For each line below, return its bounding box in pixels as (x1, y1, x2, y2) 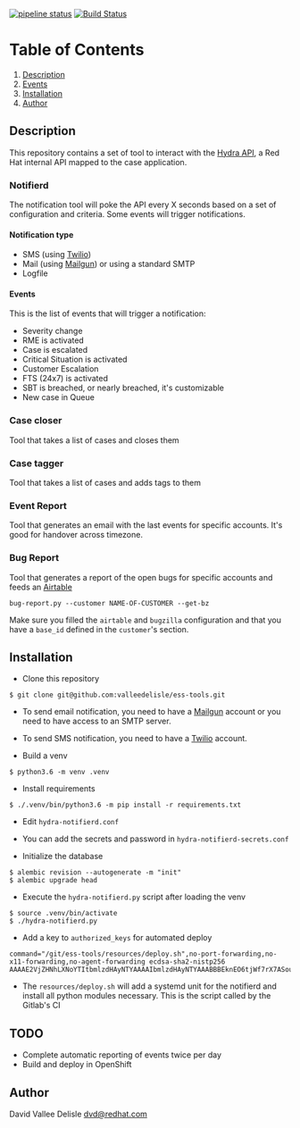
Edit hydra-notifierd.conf (21, 816, 119, 827)
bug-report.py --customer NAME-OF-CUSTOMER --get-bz (9, 598, 210, 607)
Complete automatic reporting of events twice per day (21, 1049, 221, 1060)
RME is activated (21, 335, 85, 346)
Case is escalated (21, 345, 88, 355)
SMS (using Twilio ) (21, 249, 92, 260)
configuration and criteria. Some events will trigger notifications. (9, 209, 246, 220)
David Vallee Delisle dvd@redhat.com (9, 1108, 147, 1120)
